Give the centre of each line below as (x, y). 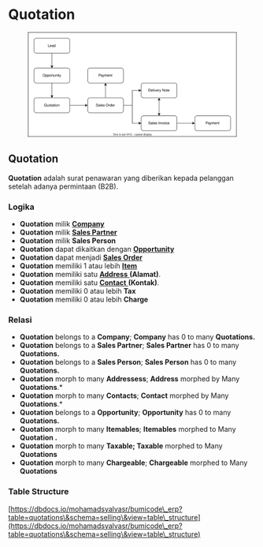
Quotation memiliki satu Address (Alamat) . (90, 275)
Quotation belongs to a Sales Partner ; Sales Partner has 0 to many (129, 346)
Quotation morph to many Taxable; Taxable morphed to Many (121, 446)
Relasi (20, 320)
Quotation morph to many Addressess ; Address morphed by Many (130, 379)
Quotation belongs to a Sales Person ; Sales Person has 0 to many (128, 362)
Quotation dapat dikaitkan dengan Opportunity (97, 249)
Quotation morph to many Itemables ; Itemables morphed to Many (128, 429)
